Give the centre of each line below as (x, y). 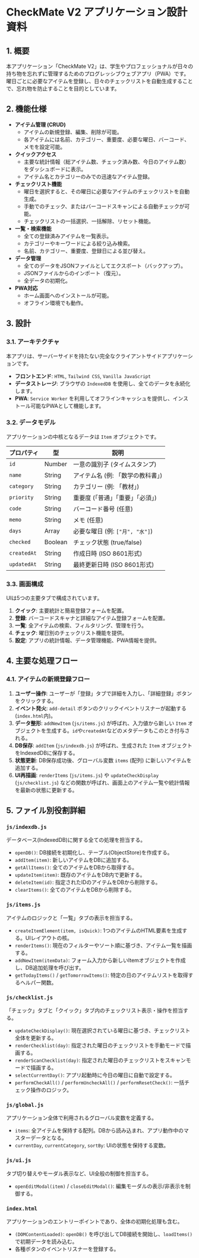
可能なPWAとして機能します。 (67, 405)
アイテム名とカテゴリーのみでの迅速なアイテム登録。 (88, 177)
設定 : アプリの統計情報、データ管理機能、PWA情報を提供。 (87, 640)
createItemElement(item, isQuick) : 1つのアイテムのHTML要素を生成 (98, 930)
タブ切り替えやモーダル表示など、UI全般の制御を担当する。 (79, 1173)
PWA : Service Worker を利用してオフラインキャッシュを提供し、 (94, 398)
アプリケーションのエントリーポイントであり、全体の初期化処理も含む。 (94, 1221)
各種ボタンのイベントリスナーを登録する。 (67, 1248)
